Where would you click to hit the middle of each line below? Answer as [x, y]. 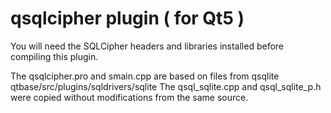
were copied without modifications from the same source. [129, 97]
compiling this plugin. [54, 56]
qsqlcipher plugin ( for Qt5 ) [127, 18]
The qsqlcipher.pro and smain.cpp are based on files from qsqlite [145, 76]
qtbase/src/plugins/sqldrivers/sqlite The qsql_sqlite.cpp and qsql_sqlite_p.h [166, 86]
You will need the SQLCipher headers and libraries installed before [147, 46]
